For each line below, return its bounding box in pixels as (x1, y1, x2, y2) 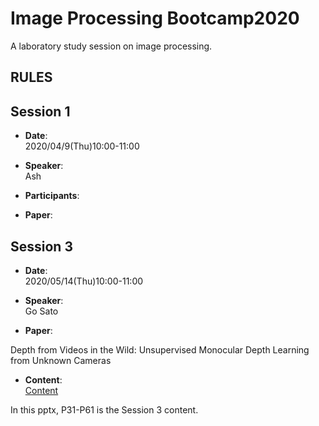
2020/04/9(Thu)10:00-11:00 (24, 140, 140, 152)
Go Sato (24, 305, 59, 317)
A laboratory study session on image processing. (10, 40, 213, 52)
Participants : (24, 190, 80, 202)
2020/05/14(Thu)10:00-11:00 (24, 275, 144, 287)
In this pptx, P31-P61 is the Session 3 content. (10, 403, 199, 416)
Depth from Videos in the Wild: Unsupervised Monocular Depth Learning (10, 343, 310, 356)
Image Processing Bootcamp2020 (10, 7, 300, 30)
